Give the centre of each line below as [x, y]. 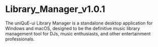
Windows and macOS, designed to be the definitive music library [73, 28]
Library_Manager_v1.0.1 [55, 9]
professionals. [20, 39]
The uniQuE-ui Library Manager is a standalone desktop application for [79, 23]
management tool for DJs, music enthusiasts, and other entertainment [78, 33]
